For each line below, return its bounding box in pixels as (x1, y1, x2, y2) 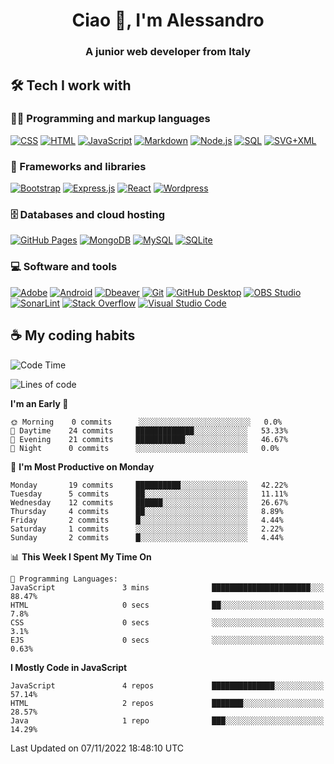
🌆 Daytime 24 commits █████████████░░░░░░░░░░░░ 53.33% (10, 425, 288, 436)
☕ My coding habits (10, 327, 136, 344)
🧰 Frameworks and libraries (10, 159, 147, 173)
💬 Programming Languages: (10, 574, 118, 584)
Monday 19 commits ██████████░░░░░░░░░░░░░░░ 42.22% (10, 480, 288, 490)
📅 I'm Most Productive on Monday (10, 460, 155, 473)
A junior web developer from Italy (84, 45, 252, 59)
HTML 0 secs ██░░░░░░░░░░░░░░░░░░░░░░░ (10, 600, 325, 610)
